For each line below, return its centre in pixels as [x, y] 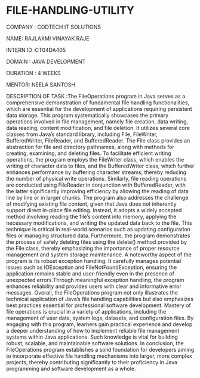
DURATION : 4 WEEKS [33, 73]
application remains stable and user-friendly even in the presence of [90, 273]
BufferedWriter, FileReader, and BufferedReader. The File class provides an [98, 140]
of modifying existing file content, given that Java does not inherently [92, 204]
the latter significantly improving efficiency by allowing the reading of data [98, 191]
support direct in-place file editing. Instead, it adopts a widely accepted [94, 210]
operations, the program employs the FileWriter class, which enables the [95, 159]
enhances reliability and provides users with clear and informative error [94, 286]
